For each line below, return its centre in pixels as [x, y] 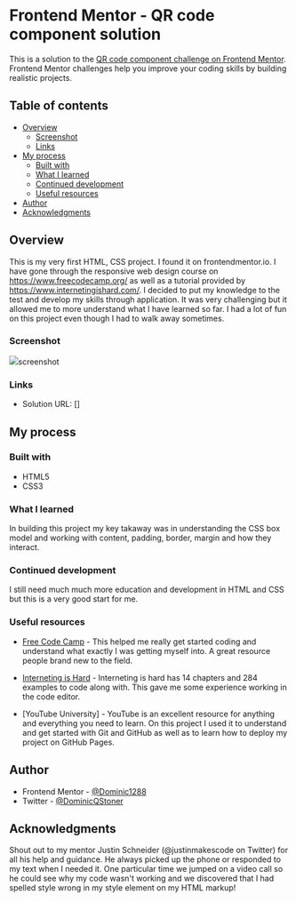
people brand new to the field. [77, 660]
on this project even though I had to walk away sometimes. [117, 318]
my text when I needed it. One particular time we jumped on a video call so [146, 869]
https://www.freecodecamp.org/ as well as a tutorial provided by [128, 280]
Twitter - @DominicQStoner [73, 801]
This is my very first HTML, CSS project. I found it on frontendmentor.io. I [143, 261]
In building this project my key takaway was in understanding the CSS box [145, 529]
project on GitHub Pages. [68, 742]
